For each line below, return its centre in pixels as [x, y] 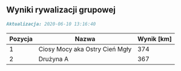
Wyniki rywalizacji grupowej [61, 10]
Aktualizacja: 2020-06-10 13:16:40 [51, 24]
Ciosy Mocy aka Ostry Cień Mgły [85, 49]
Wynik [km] [155, 39]
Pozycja [21, 39]
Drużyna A [53, 59]
